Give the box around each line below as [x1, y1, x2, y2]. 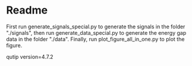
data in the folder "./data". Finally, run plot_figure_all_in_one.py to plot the [6, 35, 185, 42]
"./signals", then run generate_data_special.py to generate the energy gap [6, 29, 187, 36]
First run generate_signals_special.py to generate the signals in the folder [6, 23, 185, 30]
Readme [6, 4, 48, 17]
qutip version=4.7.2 [6, 53, 53, 60]
